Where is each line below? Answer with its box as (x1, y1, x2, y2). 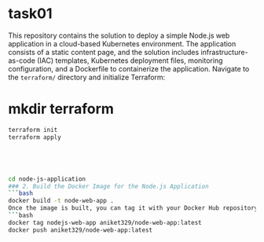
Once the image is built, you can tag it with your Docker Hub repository (8, 204, 258, 212)
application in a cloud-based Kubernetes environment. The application (8, 38, 236, 48)
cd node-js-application (8, 174, 86, 183)
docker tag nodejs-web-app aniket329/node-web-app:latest (8, 218, 202, 226)
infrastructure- (200, 47, 249, 57)
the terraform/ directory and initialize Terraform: (8, 72, 166, 82)
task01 (8, 5, 53, 23)
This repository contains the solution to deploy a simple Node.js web (8, 31, 230, 40)
